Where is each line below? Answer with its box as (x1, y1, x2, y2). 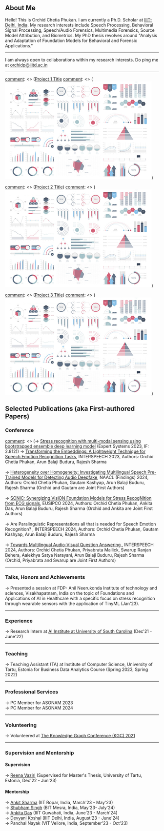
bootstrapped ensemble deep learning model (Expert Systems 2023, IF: (5, 443, 149, 449)
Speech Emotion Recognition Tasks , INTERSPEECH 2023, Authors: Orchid (5, 453, 154, 459)
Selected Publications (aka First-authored (5, 405, 135, 413)
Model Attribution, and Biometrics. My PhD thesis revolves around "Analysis (5, 32, 158, 38)
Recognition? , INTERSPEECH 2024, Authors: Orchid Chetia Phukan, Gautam (5, 526, 159, 532)
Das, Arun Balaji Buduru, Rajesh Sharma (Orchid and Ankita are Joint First (5, 505, 153, 511)
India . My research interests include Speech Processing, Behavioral (18, 22, 154, 28)
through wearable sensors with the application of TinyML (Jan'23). (5, 600, 140, 607)
